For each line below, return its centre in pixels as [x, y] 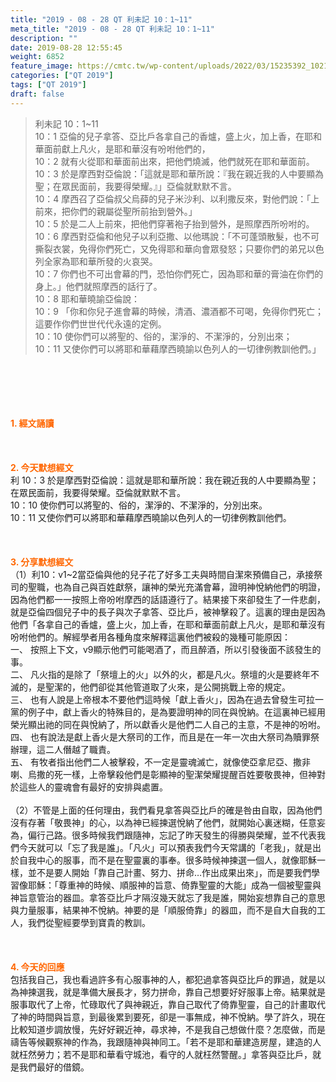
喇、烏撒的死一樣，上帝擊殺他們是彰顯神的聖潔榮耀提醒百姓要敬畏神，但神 [163, 774]
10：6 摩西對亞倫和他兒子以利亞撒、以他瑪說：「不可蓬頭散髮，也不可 [177, 236]
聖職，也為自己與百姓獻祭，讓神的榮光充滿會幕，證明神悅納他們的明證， [176, 587]
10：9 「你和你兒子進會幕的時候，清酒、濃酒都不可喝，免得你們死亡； [179, 311]
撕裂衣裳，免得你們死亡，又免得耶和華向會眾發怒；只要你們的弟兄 [170, 248]
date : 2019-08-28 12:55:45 [66, 47]
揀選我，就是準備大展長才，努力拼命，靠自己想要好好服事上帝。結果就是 [176, 992]
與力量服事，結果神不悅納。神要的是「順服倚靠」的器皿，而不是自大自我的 [163, 910]
